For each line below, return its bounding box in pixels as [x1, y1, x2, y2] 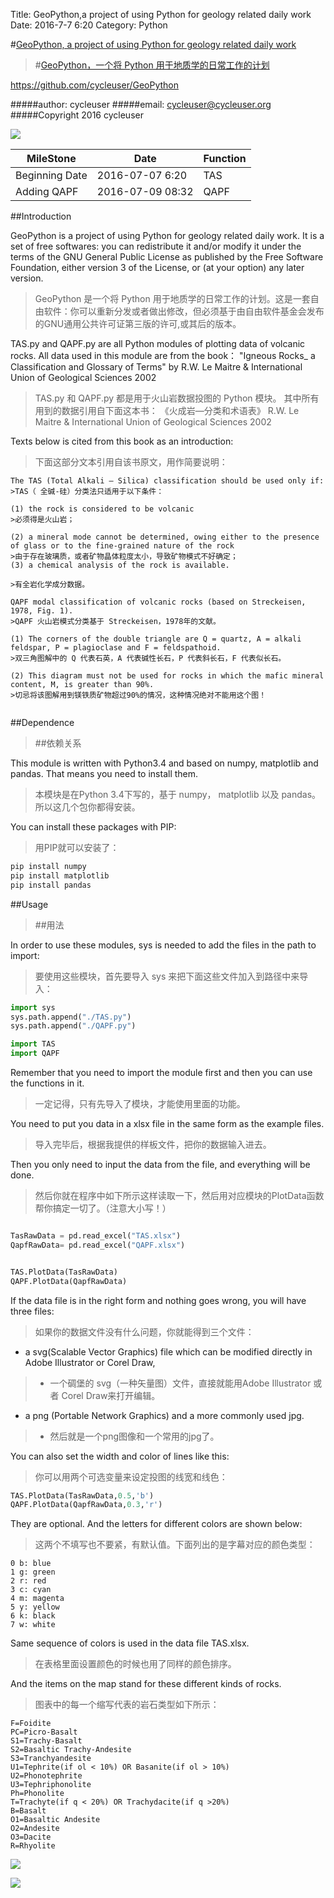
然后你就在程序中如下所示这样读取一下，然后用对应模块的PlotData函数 [34, 1190, 325, 1201]
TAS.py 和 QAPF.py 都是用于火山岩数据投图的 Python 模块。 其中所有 [34, 392, 320, 404]
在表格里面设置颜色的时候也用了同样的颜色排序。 [34, 1658, 237, 1670]
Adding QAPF [15, 185, 79, 198]
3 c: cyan [10, 1585, 52, 1595]
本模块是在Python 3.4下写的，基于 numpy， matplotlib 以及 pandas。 [34, 789, 322, 800]
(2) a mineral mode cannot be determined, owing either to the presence [10, 532, 320, 542]
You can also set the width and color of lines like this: [10, 1450, 230, 1462]
